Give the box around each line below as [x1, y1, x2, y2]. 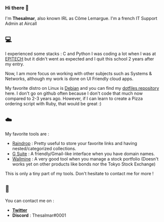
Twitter [12, 207, 27, 213]
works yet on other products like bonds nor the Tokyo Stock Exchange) [12, 161, 156, 167]
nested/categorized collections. [12, 145, 76, 151]
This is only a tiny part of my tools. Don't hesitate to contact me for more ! [5, 170, 154, 176]
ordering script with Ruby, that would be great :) [5, 101, 102, 107]
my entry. [5, 61, 24, 67]
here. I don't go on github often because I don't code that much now [5, 90, 143, 97]
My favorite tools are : [5, 131, 49, 137]
